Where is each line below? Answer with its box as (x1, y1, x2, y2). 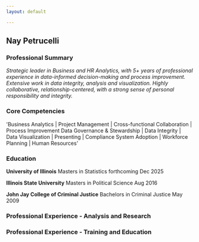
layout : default (6, 8, 46, 15)
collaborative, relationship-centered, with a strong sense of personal (6, 86, 175, 93)
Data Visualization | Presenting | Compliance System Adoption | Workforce (6, 133, 188, 140)
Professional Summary (6, 53, 73, 62)
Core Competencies (6, 107, 65, 116)
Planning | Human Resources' (6, 139, 79, 147)
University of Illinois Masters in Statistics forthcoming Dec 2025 (6, 167, 164, 175)
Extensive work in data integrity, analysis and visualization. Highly (6, 79, 169, 87)
